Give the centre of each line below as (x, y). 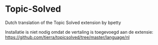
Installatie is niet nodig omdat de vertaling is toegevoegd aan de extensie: (79, 32)
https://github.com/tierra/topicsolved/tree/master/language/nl (67, 37)
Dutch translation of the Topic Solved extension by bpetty (63, 22)
